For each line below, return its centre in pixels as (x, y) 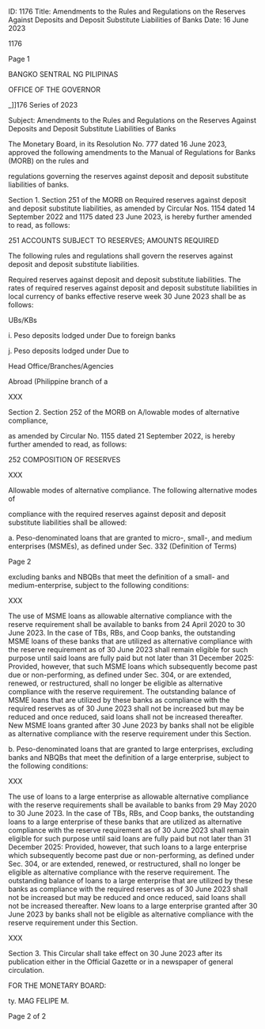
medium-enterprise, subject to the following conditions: (99, 585)
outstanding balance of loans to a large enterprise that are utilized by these (131, 881)
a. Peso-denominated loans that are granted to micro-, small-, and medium (130, 538)
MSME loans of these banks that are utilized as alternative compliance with (131, 641)
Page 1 (19, 59)
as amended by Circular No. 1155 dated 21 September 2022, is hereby (122, 436)
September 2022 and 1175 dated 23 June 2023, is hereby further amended (130, 216)
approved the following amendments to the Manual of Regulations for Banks (132, 152)
